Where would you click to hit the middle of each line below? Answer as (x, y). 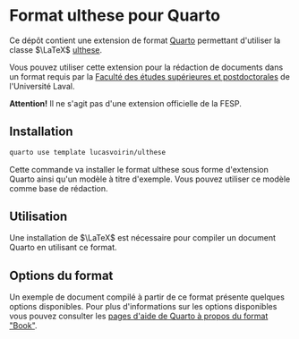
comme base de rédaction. (59, 188)
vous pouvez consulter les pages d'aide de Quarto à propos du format (139, 316)
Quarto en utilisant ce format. (64, 248)
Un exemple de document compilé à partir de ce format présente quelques (147, 297)
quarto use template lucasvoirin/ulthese (88, 152)
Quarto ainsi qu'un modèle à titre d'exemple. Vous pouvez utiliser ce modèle (150, 179)
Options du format (61, 275)
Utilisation (38, 217)
